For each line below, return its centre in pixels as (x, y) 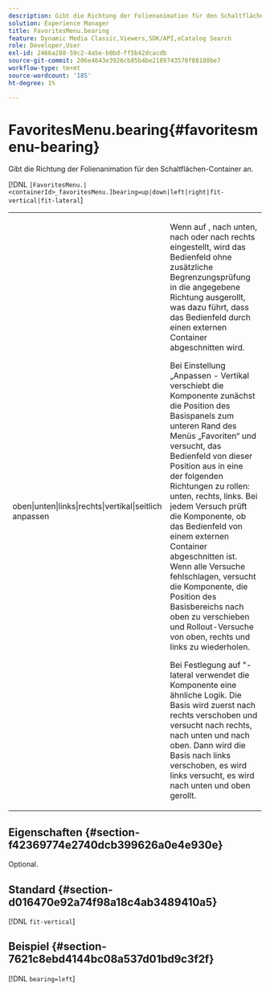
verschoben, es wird (209, 766)
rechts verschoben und (214, 715)
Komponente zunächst (213, 396)
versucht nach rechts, (211, 726)
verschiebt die (197, 386)
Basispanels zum (202, 416)
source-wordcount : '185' (50, 76)
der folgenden (196, 477)
